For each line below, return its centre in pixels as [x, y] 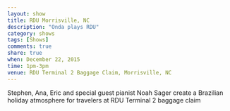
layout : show [26, 14]
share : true [25, 53]
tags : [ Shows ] [28, 40]
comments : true [30, 46]
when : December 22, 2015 [44, 60]
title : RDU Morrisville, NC [49, 20]
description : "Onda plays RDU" [53, 27]
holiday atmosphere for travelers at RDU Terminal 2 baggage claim [104, 100]
